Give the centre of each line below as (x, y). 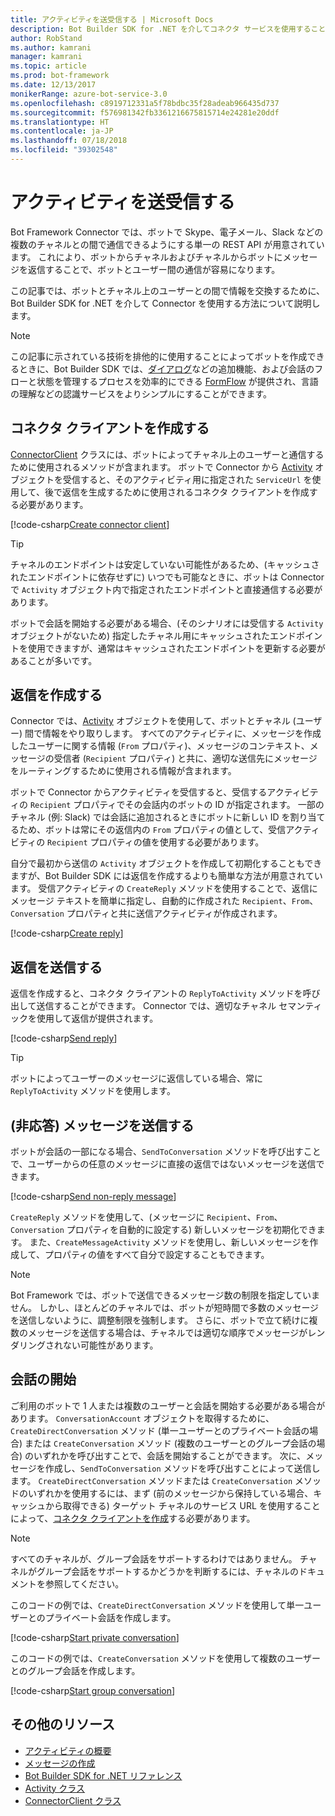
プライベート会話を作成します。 (110, 1617)
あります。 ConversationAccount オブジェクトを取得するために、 (142, 1418)
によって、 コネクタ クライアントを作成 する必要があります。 (133, 1518)
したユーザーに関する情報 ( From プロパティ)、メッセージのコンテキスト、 (160, 746)
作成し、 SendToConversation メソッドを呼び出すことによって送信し (182, 1468)
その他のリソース (62, 1724)
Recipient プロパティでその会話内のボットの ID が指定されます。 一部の (177, 805)
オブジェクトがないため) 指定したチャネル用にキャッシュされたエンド (153, 635)
